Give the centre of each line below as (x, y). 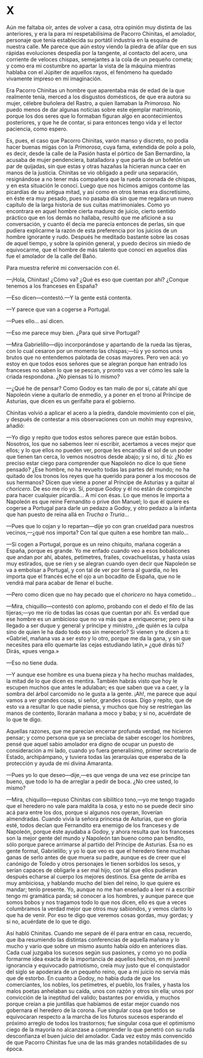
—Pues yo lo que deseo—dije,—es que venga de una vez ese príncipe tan (98, 775)
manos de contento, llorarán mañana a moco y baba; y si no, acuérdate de (99, 713)
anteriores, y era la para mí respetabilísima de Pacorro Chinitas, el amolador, (101, 33)
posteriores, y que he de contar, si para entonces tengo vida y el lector (94, 122)
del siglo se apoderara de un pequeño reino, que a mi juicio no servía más (98, 972)
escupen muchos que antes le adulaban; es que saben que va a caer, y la (98, 687)
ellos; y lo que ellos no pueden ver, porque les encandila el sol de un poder (100, 450)
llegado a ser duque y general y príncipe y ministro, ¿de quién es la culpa (97, 625)
